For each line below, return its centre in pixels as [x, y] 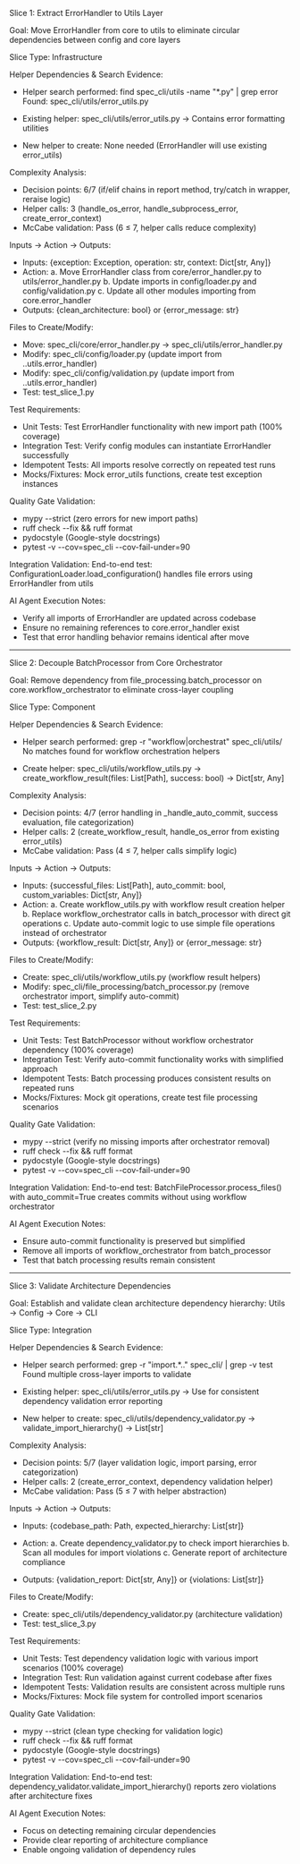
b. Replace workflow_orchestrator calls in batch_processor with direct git [156, 914]
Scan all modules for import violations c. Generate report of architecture [154, 1553]
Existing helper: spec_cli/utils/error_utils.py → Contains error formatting [154, 119]
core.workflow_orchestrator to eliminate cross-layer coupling [121, 689]
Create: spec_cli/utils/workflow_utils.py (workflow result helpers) [141, 977]
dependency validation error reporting [92, 1401]
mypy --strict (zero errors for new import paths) [110, 519]
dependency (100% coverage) [78, 1050]
